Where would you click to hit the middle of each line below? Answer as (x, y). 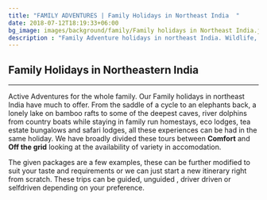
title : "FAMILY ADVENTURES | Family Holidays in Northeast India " (124, 15)
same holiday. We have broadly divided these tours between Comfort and (129, 139)
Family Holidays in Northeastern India (103, 69)
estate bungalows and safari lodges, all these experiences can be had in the (133, 130)
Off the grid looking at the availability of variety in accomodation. (115, 147)
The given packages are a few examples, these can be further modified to (129, 163)
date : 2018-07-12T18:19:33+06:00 (64, 23)
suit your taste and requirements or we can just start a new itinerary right (128, 171)
